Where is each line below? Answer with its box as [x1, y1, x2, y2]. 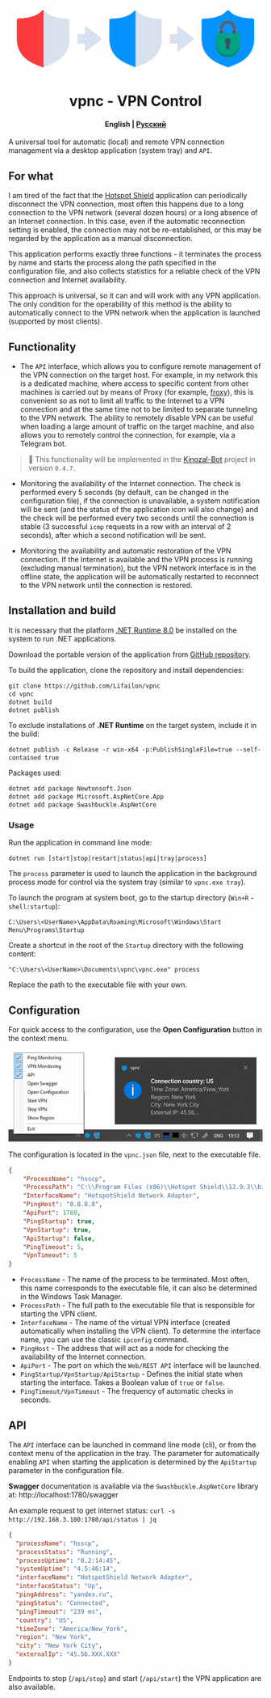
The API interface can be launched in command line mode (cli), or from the [8, 1439, 256, 1450]
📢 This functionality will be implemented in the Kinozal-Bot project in [27, 455, 256, 464]
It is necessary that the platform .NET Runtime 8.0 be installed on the [8, 625, 237, 635]
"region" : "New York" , [15, 1633, 92, 1641]
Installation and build [8, 603, 117, 617]
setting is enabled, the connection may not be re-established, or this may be [8, 225, 262, 235]
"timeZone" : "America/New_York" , [15, 1624, 128, 1632]
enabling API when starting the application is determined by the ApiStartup [8, 1457, 257, 1467]
